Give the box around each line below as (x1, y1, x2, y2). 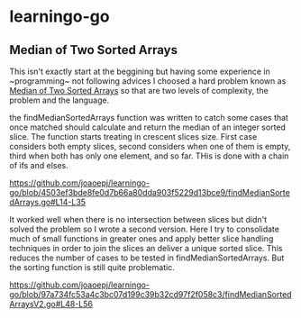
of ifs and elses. (9, 160, 69, 170)
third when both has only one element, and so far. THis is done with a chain (9, 150, 289, 161)
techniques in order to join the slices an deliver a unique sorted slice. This (9, 243, 283, 253)
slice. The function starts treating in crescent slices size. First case (9, 132, 258, 141)
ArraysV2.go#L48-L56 (9, 299, 93, 309)
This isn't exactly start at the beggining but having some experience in (9, 66, 270, 77)
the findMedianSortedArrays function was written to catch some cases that (9, 113, 288, 123)
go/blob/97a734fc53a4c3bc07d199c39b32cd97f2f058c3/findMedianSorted (9, 289, 292, 299)
